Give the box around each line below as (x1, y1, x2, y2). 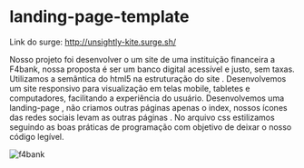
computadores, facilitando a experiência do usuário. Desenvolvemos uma (9, 93, 285, 104)
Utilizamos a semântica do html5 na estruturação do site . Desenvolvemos (9, 73, 287, 84)
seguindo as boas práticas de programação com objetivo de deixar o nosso (9, 121, 292, 133)
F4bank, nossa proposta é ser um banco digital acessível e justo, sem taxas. (9, 64, 295, 74)
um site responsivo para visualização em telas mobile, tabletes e (9, 83, 250, 94)
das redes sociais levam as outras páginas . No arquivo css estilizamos (9, 112, 275, 123)
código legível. (9, 131, 64, 142)
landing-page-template (9, 6, 190, 27)
